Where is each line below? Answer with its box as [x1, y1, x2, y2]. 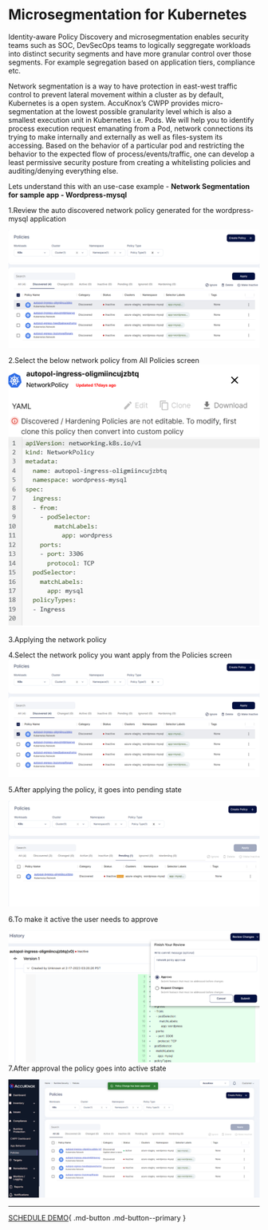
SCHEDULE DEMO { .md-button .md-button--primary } [8, 1212, 186, 1222]
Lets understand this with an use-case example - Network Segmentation [8, 181, 250, 191]
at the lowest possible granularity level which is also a [54, 106, 232, 116]
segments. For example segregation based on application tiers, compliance [8, 57, 255, 67]
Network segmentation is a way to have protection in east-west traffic [8, 81, 238, 91]
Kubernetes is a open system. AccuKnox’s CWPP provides [8, 98, 200, 108]
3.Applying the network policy [8, 634, 107, 644]
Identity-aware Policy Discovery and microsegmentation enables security [8, 32, 250, 41]
